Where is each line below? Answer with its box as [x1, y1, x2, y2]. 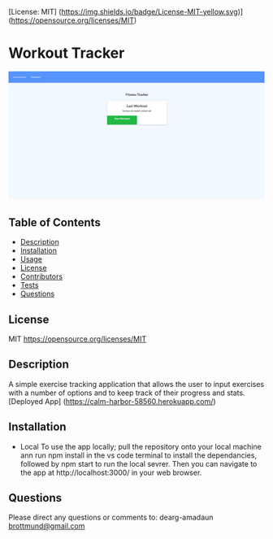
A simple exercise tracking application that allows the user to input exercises [8, 379, 265, 389]
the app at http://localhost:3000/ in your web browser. [19, 467, 202, 477]
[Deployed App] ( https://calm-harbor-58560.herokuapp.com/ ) [8, 396, 217, 406]
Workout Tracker [8, 44, 125, 63]
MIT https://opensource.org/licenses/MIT [8, 334, 147, 344]
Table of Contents [8, 215, 102, 229]
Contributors [19, 272, 63, 281]
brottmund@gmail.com [8, 521, 85, 531]
